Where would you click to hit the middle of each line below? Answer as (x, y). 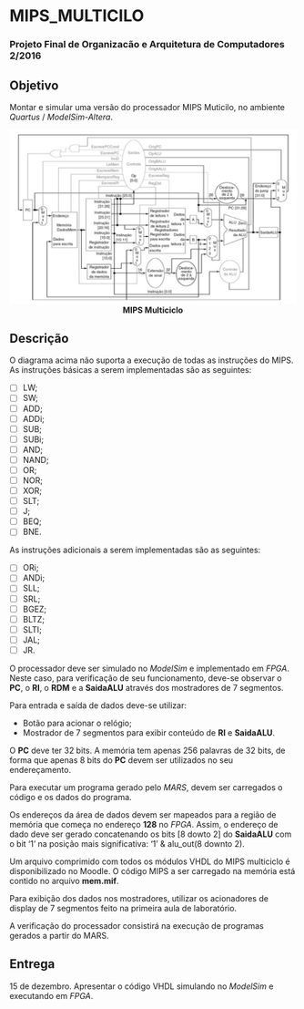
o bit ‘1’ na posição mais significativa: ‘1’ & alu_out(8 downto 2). (127, 843)
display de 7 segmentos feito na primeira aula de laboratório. (123, 908)
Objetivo (34, 85)
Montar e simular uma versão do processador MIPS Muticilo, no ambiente (147, 107)
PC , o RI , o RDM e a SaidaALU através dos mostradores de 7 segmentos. (147, 687)
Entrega (32, 964)
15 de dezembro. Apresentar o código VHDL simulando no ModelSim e (142, 986)
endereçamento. (40, 769)
